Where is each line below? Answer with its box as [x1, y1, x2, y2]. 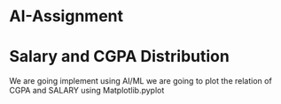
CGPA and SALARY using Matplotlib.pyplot [9, 85, 165, 96]
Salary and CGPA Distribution [9, 47, 230, 67]
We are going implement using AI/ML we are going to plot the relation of [9, 76, 272, 86]
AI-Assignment [9, 6, 124, 26]
